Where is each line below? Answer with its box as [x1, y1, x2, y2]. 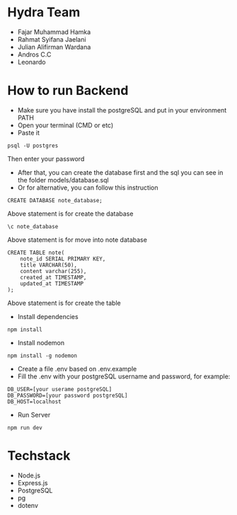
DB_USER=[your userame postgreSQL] [7, 386, 112, 393]
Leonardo [17, 57, 46, 66]
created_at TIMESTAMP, [20, 274, 87, 281]
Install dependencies [17, 312, 79, 320]
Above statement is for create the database [7, 209, 134, 218]
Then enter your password [7, 154, 85, 163]
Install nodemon [17, 338, 65, 347]
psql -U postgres [7, 142, 59, 149]
